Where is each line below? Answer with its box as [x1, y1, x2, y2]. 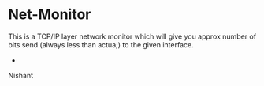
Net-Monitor [8, 6, 91, 24]
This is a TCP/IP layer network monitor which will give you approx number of [8, 32, 257, 41]
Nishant [8, 70, 34, 80]
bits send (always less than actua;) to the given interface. [8, 39, 195, 49]
